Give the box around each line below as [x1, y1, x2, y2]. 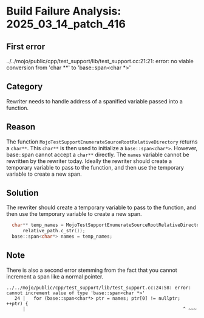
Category [6, 81, 43, 92]
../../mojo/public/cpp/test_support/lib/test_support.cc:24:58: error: [6, 285, 191, 291]
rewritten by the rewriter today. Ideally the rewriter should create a [6, 157, 172, 165]
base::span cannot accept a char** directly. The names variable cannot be [6, 151, 189, 158]
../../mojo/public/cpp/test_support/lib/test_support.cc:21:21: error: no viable [6, 58, 194, 64]
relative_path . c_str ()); [22, 228, 86, 234]
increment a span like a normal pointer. [6, 272, 104, 280]
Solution [6, 188, 39, 198]
